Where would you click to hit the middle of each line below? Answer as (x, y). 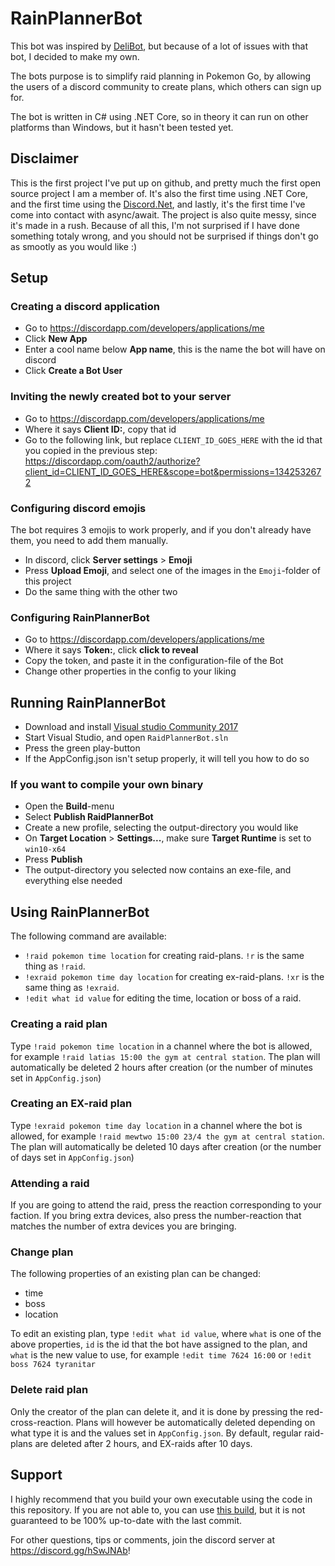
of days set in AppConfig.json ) (72, 1157)
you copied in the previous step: (91, 450)
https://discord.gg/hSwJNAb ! (70, 1550)
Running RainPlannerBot (88, 702)
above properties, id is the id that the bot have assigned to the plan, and (159, 1344)
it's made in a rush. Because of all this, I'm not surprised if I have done (155, 225)
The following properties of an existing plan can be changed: (136, 1274)
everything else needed (73, 881)
